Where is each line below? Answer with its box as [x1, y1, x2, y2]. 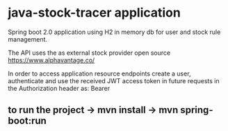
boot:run [8, 115, 47, 127]
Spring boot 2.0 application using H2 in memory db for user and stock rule [8, 28, 221, 36]
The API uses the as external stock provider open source [8, 49, 171, 57]
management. [8, 35, 48, 43]
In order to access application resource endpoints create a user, [8, 69, 191, 78]
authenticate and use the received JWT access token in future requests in [8, 76, 220, 85]
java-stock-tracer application [8, 5, 181, 21]
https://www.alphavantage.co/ [8, 55, 95, 64]
